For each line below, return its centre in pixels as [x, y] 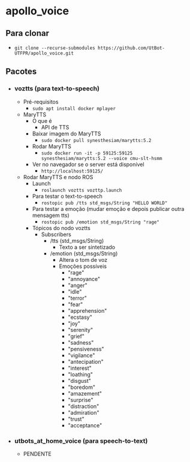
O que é [42, 120]
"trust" [76, 419]
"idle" [75, 291]
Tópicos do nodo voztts [61, 228]
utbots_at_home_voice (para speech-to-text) [81, 440]
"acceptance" [85, 425]
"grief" [76, 336]
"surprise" [81, 400]
